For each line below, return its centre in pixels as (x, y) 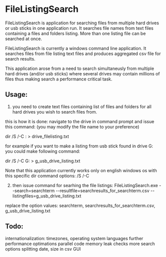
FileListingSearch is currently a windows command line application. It (76, 48)
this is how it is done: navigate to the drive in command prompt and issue (80, 121)
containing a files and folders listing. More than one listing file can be (76, 33)
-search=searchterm (33, 191)
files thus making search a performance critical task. (59, 79)
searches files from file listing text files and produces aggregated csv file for (83, 54)
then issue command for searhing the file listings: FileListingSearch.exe (85, 185)
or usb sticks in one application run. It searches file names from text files (79, 28)
